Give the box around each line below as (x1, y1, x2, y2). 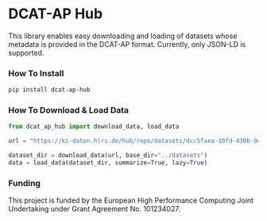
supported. (8, 48, 44, 57)
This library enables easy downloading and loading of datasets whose (8, 31, 238, 41)
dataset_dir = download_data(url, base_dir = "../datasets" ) (8, 152, 208, 160)
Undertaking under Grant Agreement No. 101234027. (8, 204, 180, 214)
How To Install (8, 68, 64, 79)
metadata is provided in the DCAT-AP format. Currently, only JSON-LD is (8, 39, 246, 48)
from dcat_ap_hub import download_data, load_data (8, 122, 180, 131)
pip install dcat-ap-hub (8, 86, 91, 94)
